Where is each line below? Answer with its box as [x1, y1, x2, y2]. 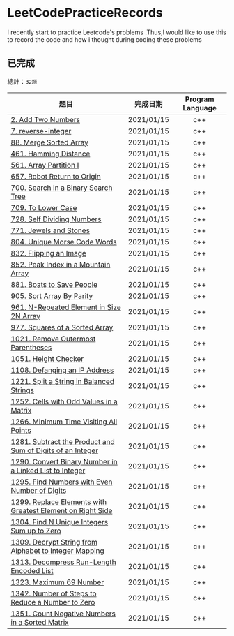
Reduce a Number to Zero [10, 597, 95, 607]
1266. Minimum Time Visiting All [10, 417, 118, 427]
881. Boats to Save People [10, 279, 98, 289]
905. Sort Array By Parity [10, 291, 93, 301]
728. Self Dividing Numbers [10, 214, 102, 224]
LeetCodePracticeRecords [7, 5, 163, 21]
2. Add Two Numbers [10, 114, 81, 124]
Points [10, 425, 31, 435]
